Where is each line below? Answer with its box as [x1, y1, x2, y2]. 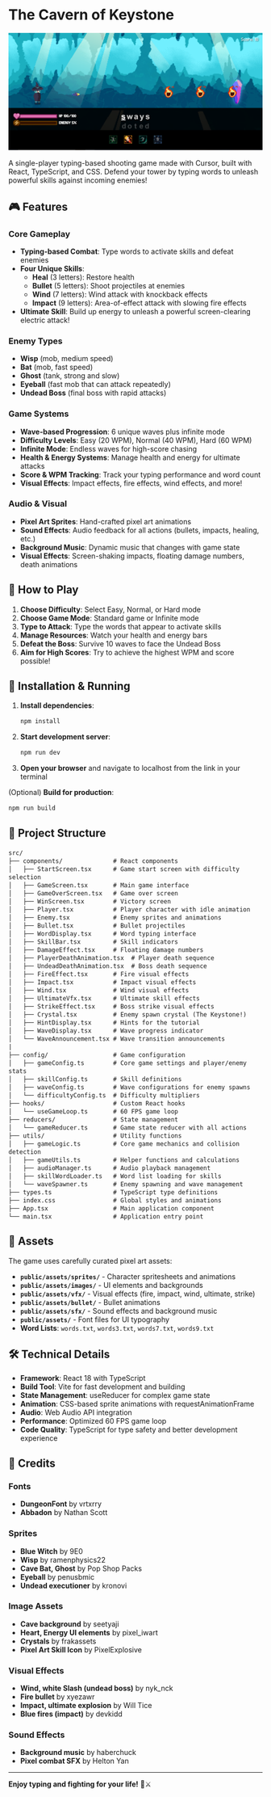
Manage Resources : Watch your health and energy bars [19, 630, 208, 640]
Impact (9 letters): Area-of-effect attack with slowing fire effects [31, 297, 248, 308]
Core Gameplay [8, 228, 71, 239]
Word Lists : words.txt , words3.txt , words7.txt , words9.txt [19, 1323, 215, 1332]
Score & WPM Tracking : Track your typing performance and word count [19, 469, 261, 479]
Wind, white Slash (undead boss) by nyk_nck [19, 1683, 173, 1694]
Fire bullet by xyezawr [19, 1692, 95, 1702]
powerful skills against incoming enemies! [8, 175, 148, 185]
